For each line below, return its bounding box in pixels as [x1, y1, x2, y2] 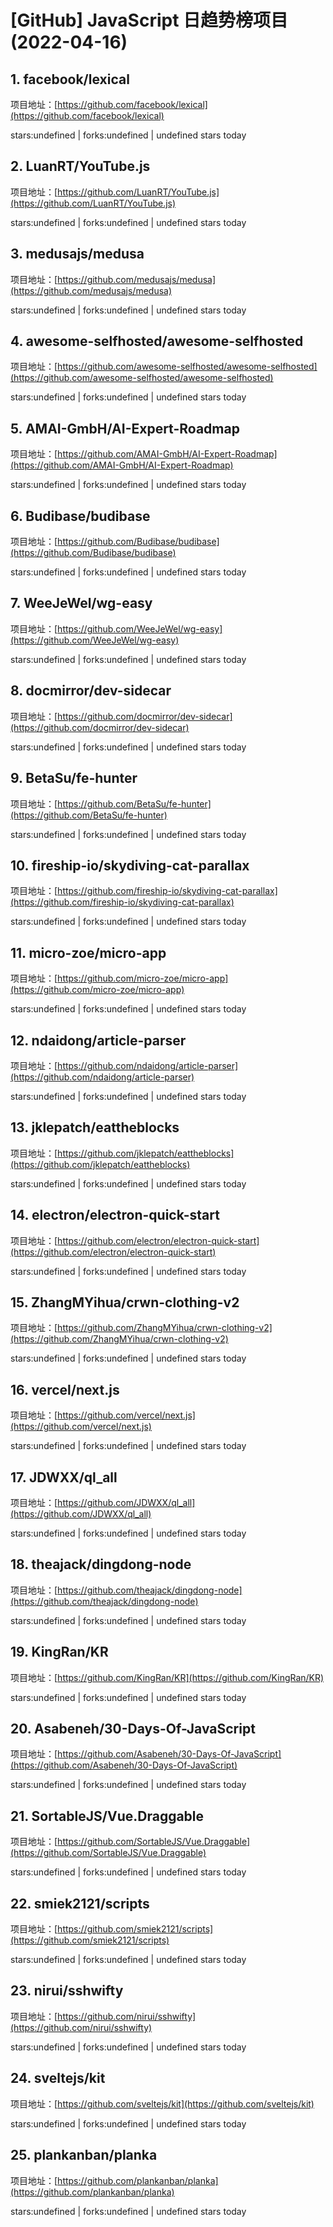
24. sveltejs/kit [10, 2070, 106, 2087]
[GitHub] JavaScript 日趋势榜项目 [10, 9, 289, 32]
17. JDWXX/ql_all [10, 1469, 118, 1486]
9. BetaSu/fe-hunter [10, 770, 138, 787]
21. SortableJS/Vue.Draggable [10, 1807, 205, 1825]
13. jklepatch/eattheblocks [10, 1119, 180, 1136]
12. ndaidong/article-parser [10, 1032, 187, 1049]
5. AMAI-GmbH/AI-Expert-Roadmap [10, 420, 240, 437]
